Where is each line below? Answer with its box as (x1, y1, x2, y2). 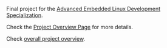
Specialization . (6, 12, 44, 19)
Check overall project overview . (6, 35, 86, 42)
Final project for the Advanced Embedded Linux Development (6, 5, 161, 12)
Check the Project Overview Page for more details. (6, 24, 134, 30)
